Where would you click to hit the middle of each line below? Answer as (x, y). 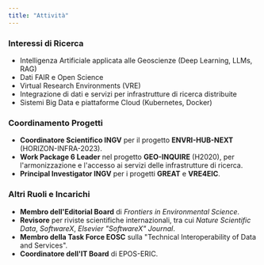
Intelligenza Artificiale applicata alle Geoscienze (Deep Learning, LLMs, (136, 60)
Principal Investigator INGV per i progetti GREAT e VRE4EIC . (120, 174)
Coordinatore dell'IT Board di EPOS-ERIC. (89, 253)
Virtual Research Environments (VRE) (80, 85)
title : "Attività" (38, 15)
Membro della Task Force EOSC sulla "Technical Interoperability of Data (138, 237)
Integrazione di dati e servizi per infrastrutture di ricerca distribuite (128, 94)
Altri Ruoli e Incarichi (49, 195)
